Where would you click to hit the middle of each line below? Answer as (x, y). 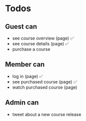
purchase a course (31, 49)
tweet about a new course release (47, 114)
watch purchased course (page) (45, 87)
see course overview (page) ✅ (43, 38)
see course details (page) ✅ (41, 44)
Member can (25, 65)
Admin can (22, 103)
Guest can (21, 27)
